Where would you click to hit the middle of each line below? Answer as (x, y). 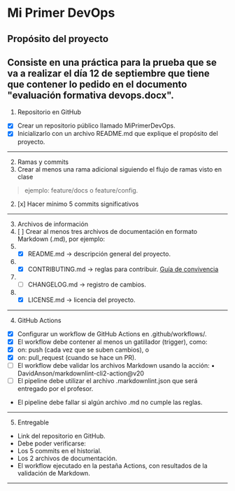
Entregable (33, 422)
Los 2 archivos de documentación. (67, 458)
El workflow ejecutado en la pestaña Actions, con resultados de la (112, 466)
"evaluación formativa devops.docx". (91, 95)
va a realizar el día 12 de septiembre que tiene (108, 73)
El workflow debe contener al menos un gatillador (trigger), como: (112, 342)
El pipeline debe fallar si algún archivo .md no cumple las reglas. (110, 402)
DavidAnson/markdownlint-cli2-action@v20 (81, 373)
